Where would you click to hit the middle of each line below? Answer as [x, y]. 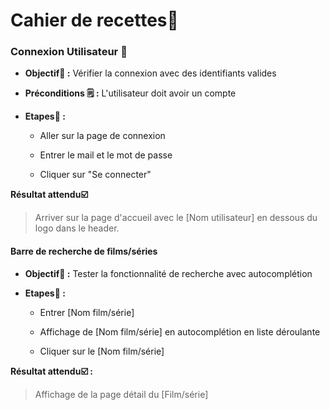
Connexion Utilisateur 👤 [69, 52]
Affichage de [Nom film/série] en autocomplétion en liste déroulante [180, 331]
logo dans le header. [77, 228]
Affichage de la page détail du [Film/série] [121, 394]
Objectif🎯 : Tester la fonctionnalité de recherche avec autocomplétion [168, 273]
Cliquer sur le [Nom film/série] [102, 351]
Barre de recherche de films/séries [84, 251]
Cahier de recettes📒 [94, 20]
